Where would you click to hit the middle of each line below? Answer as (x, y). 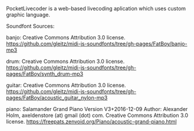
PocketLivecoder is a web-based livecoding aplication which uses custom (96, 9)
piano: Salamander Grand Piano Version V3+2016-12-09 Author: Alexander (97, 109)
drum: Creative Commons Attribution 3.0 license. (65, 61)
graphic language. (28, 15)
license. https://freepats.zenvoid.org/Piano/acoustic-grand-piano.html (91, 122)
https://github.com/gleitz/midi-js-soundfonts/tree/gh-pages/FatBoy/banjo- (97, 44)
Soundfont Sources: (30, 26)
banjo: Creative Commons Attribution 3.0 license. (66, 37)
